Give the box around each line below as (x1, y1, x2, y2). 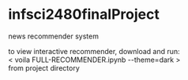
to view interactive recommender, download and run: (8, 46, 180, 56)
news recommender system (8, 31, 99, 41)
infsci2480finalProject (8, 5, 160, 24)
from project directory (8, 63, 81, 72)
